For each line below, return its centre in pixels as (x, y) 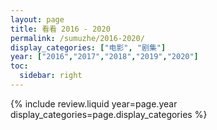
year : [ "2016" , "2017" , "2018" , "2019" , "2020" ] (104, 57)
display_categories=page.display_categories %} (109, 114)
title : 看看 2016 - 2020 (60, 29)
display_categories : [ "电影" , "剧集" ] (88, 47)
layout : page (37, 19)
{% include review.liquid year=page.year (94, 103)
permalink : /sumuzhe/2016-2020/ (77, 38)
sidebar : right (51, 76)
